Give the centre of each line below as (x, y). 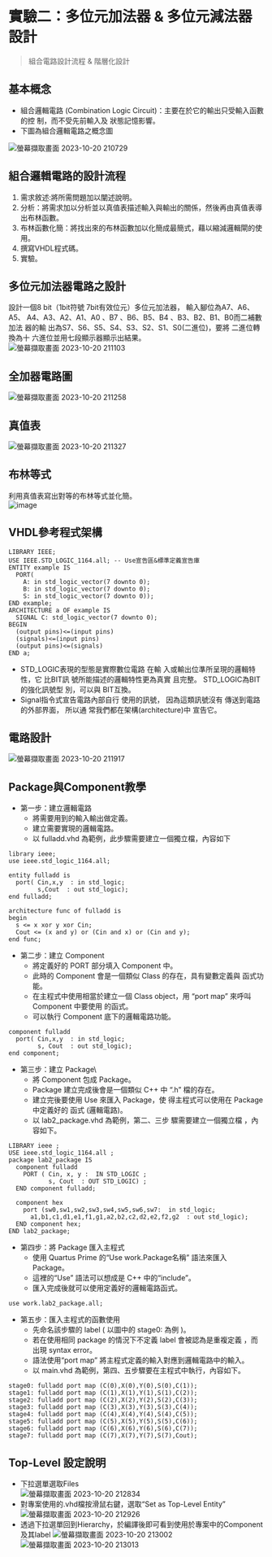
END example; (30, 603)
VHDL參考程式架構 (56, 532)
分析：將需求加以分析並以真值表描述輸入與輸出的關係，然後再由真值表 (138, 207)
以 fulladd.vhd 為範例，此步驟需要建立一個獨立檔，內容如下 (132, 839)
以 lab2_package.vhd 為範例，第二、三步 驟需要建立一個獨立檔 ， (142, 1120)
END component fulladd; (56, 1188)
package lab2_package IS (50, 1160)
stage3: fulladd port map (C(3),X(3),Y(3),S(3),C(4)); (103, 1407)
